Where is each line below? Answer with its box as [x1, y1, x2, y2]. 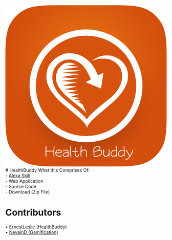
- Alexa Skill [5, 172, 31, 179]
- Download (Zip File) [5, 189, 50, 195]
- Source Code [5, 184, 37, 189]
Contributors [5, 207, 61, 219]
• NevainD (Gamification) [5, 229, 58, 235]
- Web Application [5, 178, 44, 184]
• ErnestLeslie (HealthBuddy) [5, 224, 68, 230]
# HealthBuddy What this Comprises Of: [5, 167, 90, 173]
